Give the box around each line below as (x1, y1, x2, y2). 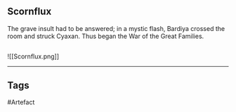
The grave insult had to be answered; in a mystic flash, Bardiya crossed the (7, 24, 225, 32)
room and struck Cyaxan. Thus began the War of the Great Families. (7, 32, 204, 40)
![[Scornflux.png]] (7, 52, 60, 61)
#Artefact (7, 98, 35, 106)
